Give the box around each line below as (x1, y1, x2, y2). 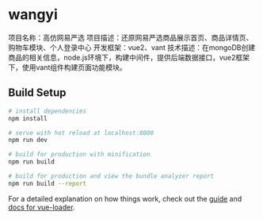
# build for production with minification (8, 151, 151, 159)
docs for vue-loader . (8, 202, 75, 212)
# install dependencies (8, 107, 87, 115)
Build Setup (8, 86, 67, 100)
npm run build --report (8, 179, 87, 187)
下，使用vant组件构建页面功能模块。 (8, 62, 127, 72)
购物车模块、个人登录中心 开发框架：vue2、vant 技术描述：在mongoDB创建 (8, 42, 256, 52)
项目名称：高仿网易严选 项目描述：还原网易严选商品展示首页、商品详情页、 (8, 33, 253, 42)
